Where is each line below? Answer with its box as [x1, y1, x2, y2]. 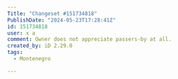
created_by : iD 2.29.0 [7, 42, 73, 49]
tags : [7, 49, 23, 56]
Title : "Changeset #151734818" [7, 10, 98, 17]
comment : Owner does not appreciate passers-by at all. [7, 36, 172, 43]
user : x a [7, 29, 36, 37]
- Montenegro [13, 55, 51, 62]
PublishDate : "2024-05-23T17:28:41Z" [7, 17, 116, 24]
